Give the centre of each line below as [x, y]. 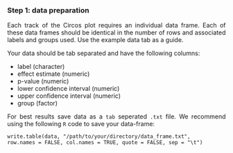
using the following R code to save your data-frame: [81, 124]
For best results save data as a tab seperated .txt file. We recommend [116, 116]
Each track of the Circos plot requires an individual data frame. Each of [116, 25]
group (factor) [37, 103]
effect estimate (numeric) [53, 74]
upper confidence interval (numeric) [69, 96]
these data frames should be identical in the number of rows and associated [116, 32]
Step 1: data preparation [48, 10]
